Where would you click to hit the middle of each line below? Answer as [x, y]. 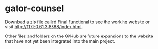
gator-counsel [35, 8]
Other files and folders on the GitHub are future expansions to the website [79, 36]
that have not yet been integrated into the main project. [60, 41]
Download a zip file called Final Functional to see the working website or [77, 22]
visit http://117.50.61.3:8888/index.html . [44, 26]
